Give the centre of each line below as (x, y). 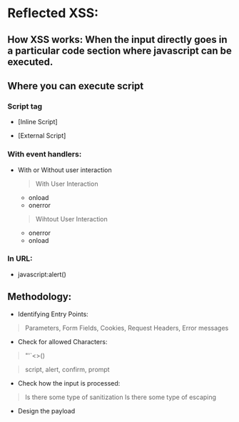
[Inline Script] (38, 122)
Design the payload (46, 411)
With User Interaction (67, 184)
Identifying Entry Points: (53, 314)
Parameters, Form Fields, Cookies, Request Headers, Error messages (127, 328)
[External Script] (42, 136)
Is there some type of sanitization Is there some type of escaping (120, 397)
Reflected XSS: (53, 13)
